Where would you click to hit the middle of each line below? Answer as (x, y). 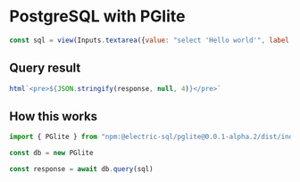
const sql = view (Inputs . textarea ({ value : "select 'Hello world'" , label (150, 40)
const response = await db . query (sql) (81, 170)
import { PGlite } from (54, 137)
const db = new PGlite (51, 153)
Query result (45, 68)
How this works (54, 116)
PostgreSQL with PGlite (97, 17)
